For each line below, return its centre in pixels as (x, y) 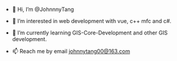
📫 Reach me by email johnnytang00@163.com (71, 51)
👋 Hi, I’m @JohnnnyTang (43, 9)
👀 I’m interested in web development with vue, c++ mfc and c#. (92, 21)
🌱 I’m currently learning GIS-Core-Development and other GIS (90, 33)
